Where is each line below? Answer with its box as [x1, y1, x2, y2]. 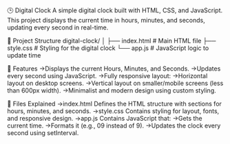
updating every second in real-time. [7, 23, 109, 32]
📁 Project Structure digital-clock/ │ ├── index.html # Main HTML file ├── [7, 37, 216, 45]
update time [7, 51, 41, 59]
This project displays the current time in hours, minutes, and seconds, [7, 16, 205, 24]
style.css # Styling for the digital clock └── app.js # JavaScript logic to [7, 44, 209, 52]
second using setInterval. [7, 129, 79, 136]
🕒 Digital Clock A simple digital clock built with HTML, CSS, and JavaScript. [7, 6, 223, 14]
